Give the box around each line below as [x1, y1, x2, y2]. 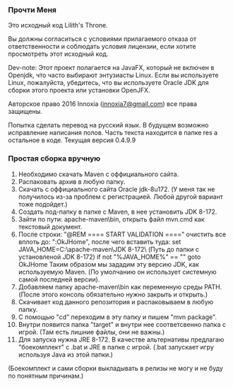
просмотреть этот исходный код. [8, 50, 109, 58]
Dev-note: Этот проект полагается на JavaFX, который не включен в [8, 64, 215, 72]
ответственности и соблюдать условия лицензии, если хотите [8, 42, 196, 51]
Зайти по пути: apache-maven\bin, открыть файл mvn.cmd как [18, 214, 205, 224]
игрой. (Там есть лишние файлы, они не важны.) [18, 328, 165, 336]
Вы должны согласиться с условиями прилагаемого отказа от [8, 35, 197, 43]
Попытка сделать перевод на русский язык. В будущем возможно [8, 121, 209, 129]
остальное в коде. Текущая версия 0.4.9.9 [8, 136, 136, 144]
